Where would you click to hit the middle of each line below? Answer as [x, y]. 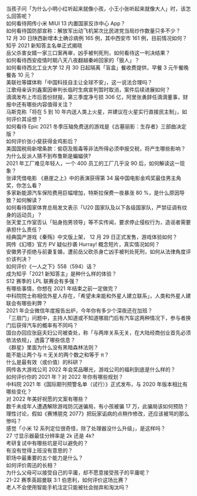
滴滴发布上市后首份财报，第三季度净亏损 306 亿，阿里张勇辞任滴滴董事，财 [97, 97]
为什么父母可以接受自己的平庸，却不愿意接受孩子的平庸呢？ [78, 472]
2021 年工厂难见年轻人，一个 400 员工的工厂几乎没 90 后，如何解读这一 [93, 163]
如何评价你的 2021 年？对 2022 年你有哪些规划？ [65, 377]
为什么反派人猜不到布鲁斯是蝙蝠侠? [49, 156]
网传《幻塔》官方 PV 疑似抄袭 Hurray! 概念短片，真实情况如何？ [83, 244]
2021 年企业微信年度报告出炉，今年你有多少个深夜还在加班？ [79, 310]
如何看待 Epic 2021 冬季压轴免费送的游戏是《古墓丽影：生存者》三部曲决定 [96, 126]
